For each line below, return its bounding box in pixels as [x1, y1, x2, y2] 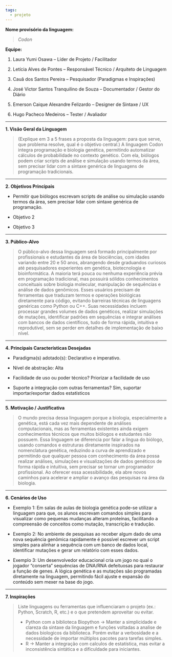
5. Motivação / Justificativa [5, 405, 65, 411]
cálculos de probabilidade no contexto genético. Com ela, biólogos [17, 152, 160, 158]
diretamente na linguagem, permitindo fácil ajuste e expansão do [12, 573, 150, 579]
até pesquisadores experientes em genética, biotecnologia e [17, 265, 146, 271]
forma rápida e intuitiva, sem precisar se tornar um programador [17, 463, 154, 470]
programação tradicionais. [17, 168, 74, 175]
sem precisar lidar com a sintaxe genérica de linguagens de [17, 163, 144, 169]
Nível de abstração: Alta [12, 365, 64, 371]
